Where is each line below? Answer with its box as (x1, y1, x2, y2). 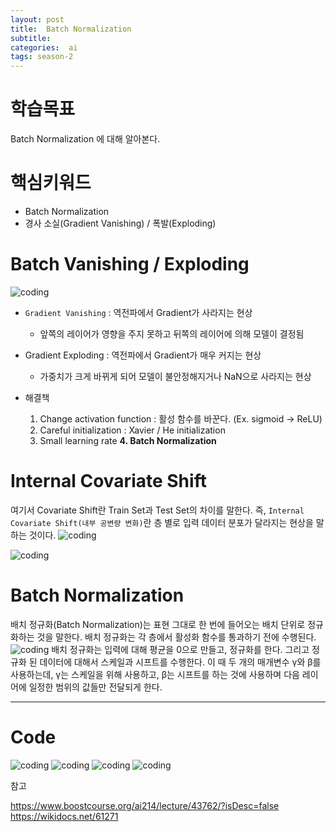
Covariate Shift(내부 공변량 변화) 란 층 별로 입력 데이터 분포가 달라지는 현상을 (10, 516, 314, 528)
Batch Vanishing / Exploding (10, 253, 250, 276)
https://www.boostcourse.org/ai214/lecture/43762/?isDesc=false (10, 799, 280, 811)
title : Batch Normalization (10, 24, 132, 34)
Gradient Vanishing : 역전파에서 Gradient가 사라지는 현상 (24, 306, 253, 318)
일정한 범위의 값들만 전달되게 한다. (28, 681, 163, 693)
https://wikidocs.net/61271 (10, 810, 119, 822)
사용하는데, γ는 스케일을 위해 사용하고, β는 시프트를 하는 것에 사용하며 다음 (10, 668, 300, 680)
